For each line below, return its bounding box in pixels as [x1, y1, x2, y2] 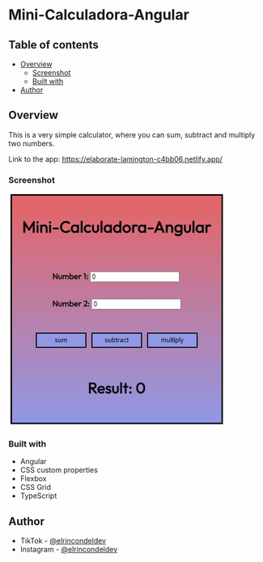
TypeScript [19, 491, 57, 501]
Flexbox [19, 474, 47, 484]
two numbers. [8, 138, 55, 148]
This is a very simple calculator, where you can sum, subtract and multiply [8, 129, 256, 139]
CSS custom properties [19, 465, 99, 475]
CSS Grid [19, 483, 51, 492]
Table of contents [8, 38, 99, 52]
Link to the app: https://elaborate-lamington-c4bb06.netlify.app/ [8, 154, 223, 163]
